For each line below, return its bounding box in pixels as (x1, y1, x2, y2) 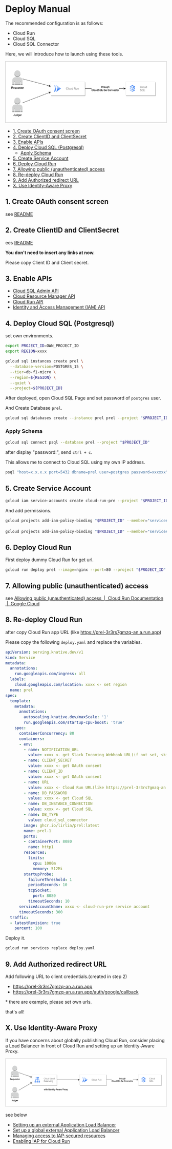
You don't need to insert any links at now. (5, 250, 95, 256)
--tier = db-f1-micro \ (10, 369, 56, 375)
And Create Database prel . (5, 405, 62, 411)
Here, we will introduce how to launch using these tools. (5, 51, 124, 57)
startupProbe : (24, 871, 54, 877)
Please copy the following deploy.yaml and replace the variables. (5, 639, 142, 645)
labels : (10, 677, 27, 682)
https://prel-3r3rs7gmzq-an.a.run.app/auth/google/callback (12, 989, 139, 995)
